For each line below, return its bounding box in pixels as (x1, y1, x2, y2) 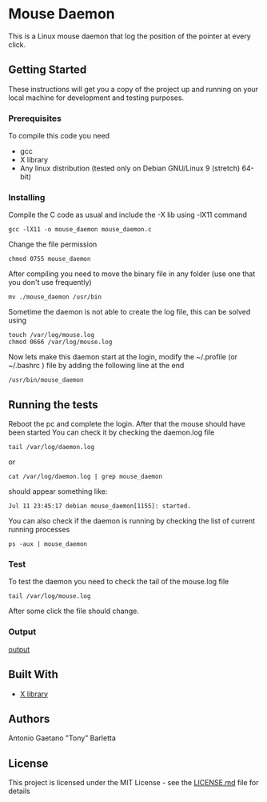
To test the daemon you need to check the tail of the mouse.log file (8, 577, 229, 587)
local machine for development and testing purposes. (8, 93, 185, 102)
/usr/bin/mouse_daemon (8, 376, 84, 384)
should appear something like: (8, 487, 108, 496)
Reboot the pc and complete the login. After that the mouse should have (8, 419, 245, 429)
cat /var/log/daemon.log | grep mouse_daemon (8, 473, 162, 481)
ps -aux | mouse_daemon (8, 540, 88, 548)
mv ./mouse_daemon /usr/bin (8, 293, 102, 301)
